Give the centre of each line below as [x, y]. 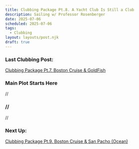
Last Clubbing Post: [29, 59]
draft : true [17, 42]
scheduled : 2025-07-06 [29, 24]
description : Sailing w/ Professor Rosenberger [55, 14]
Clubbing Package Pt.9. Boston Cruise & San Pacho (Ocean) [67, 141]
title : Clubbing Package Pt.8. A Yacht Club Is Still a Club [70, 10]
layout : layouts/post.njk [32, 38]
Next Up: [16, 131]
